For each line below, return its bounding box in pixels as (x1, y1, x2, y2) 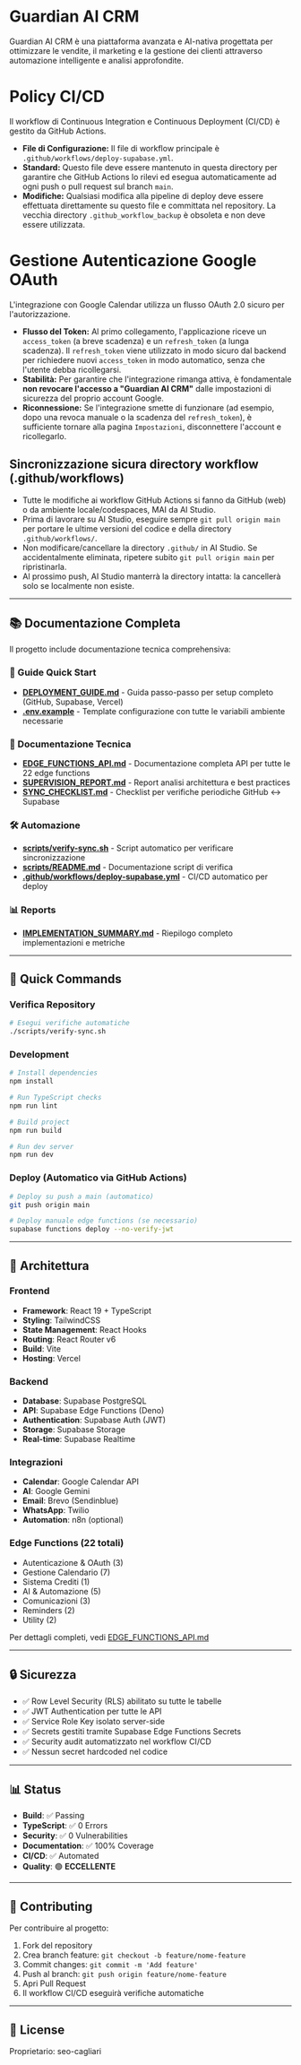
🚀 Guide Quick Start (9, 666, 97, 678)
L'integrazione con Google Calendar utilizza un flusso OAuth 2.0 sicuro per (9, 298, 285, 310)
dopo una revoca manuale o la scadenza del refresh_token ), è (21, 411, 253, 422)
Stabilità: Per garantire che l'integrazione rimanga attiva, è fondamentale (21, 374, 292, 384)
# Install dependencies (9, 1068, 99, 1077)
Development (9, 1048, 70, 1060)
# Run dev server (9, 1142, 74, 1151)
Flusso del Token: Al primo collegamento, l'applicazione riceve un (21, 325, 267, 337)
